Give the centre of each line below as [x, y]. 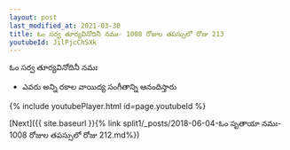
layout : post [33, 17]
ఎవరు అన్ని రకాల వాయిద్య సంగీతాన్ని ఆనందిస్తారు [99, 87]
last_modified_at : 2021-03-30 [65, 26]
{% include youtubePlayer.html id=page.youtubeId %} [108, 107]
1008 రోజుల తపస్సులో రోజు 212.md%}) [74, 135]
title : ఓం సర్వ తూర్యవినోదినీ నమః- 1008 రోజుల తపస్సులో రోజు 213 [117, 34]
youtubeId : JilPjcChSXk [53, 42]
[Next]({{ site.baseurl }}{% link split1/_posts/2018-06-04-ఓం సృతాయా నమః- [145, 123]
